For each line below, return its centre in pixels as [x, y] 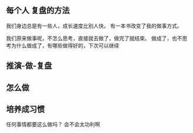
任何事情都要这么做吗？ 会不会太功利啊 [53, 124]
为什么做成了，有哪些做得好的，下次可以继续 [65, 45]
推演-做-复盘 [29, 66]
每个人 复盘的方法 [38, 11]
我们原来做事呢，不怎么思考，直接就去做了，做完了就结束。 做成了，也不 [94, 38]
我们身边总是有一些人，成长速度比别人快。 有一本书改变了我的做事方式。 [94, 26]
